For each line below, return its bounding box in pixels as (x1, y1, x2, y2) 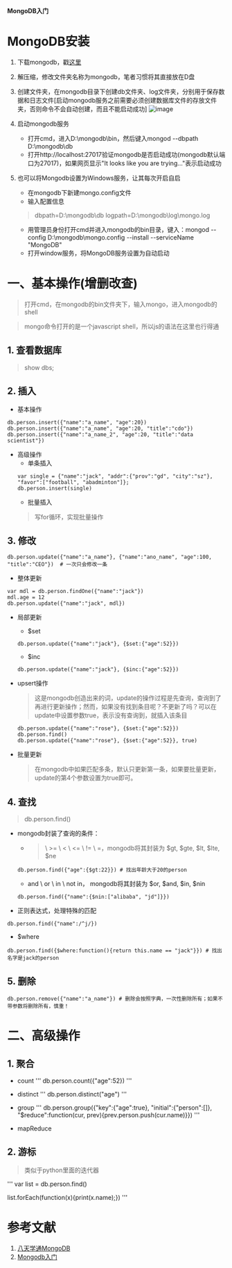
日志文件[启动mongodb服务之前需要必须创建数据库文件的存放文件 (29, 96, 217, 104)
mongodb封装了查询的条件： (17, 829, 100, 837)
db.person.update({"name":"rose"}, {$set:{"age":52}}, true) (17, 737, 198, 744)
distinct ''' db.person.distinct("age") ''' (17, 1090, 127, 1098)
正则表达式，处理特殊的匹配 (17, 906, 97, 915)
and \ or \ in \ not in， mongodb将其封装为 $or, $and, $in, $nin (27, 880, 206, 888)
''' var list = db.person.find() (7, 1180, 88, 1188)
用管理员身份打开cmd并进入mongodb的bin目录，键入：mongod (27, 225, 210, 233)
